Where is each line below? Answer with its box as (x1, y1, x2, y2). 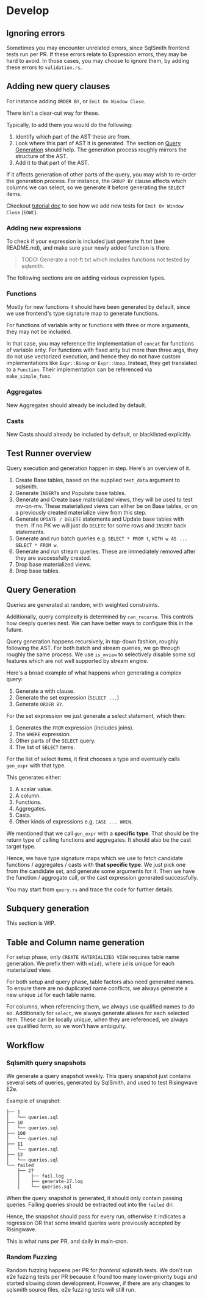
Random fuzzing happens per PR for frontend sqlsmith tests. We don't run (6, 1267, 192, 1274)
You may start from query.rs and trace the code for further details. (6, 886, 174, 893)
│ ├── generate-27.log (17, 1178, 84, 1184)
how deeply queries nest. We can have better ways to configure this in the (6, 619, 193, 626)
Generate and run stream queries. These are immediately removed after (15, 548, 196, 555)
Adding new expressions (6, 223, 82, 232)
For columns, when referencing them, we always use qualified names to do (6, 1003, 195, 1010)
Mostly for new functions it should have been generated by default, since (6, 303, 190, 311)
